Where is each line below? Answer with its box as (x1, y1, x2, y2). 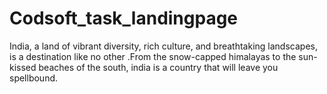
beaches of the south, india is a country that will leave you (38, 61, 279, 73)
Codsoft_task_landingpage (9, 7, 239, 30)
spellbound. (9, 72, 59, 84)
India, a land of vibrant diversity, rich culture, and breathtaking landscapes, (9, 40, 318, 52)
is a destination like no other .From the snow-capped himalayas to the (9, 50, 297, 62)
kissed (9, 61, 37, 73)
